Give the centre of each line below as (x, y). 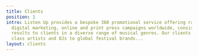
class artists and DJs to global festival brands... (77, 38)
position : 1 (21, 17)
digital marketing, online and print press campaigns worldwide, (93, 28)
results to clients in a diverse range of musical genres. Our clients (101, 33)
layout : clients (26, 44)
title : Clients (25, 11)
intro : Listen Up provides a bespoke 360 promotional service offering (96, 22)
